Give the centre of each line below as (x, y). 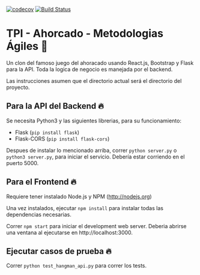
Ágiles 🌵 (27, 47)
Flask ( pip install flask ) (47, 132)
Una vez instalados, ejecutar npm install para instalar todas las (85, 208)
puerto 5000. (23, 163)
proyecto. (18, 87)
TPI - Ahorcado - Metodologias (85, 34)
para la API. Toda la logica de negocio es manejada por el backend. (89, 69)
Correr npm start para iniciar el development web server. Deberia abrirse (97, 226)
